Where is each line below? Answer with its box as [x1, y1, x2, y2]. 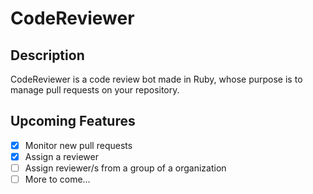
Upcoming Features [10, 113, 136, 130]
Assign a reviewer [24, 150, 99, 162]
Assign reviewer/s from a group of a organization [24, 162, 227, 174]
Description [10, 47, 85, 64]
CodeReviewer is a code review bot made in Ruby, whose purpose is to [10, 73, 303, 85]
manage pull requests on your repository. [10, 84, 180, 96]
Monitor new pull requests [24, 139, 133, 151]
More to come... [24, 173, 91, 185]
